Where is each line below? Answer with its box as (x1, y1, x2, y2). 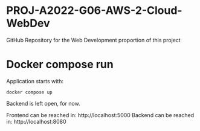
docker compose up (6, 89, 53, 95)
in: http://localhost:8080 (6, 118, 66, 125)
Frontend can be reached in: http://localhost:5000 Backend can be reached (6, 111, 195, 118)
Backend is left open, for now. (6, 100, 80, 107)
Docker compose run (6, 58, 114, 71)
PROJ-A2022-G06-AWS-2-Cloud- (6, 4, 182, 18)
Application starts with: (6, 77, 64, 85)
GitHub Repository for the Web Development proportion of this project (6, 36, 181, 43)
